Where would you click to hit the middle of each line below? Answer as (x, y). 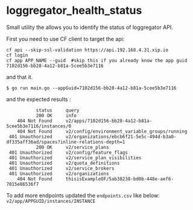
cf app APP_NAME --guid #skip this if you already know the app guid (97, 60)
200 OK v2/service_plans (73, 147)
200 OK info (56, 115)
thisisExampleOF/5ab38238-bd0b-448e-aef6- (119, 179)
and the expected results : (39, 99)
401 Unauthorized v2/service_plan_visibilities (75, 157)
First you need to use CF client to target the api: (65, 39)
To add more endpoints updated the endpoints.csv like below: (83, 195)
